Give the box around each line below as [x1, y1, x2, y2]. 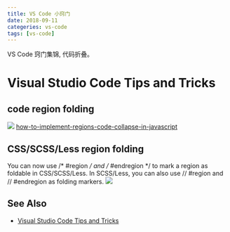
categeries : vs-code [7, 23, 68, 30]
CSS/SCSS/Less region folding [7, 143, 144, 155]
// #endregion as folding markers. [7, 177, 104, 186]
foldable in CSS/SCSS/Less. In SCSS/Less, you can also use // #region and [7, 169, 224, 178]
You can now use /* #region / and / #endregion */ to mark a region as [7, 162, 208, 170]
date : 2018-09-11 [7, 17, 58, 24]
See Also [7, 198, 47, 210]
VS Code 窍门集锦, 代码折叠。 [7, 50, 93, 58]
